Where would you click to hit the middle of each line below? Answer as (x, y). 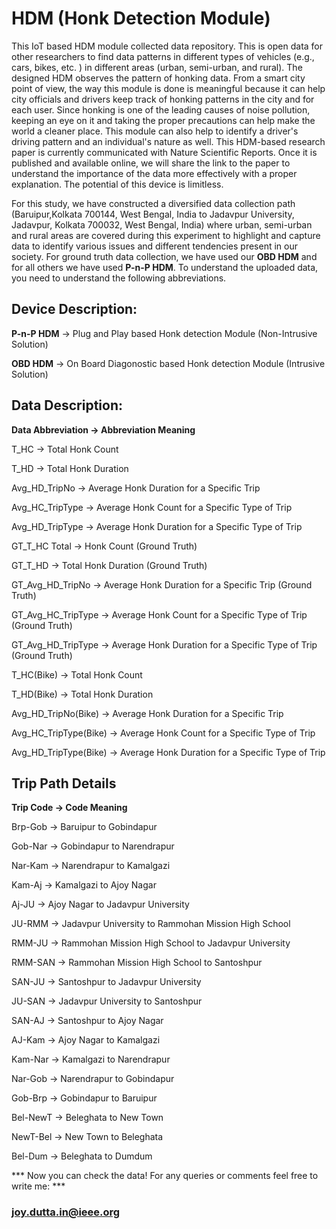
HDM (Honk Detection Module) (141, 18)
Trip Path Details (64, 783)
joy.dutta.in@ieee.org (66, 1212)
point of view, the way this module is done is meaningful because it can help (168, 88)
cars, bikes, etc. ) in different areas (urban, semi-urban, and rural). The (157, 67)
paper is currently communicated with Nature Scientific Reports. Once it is (164, 152)
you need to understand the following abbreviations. (119, 278)
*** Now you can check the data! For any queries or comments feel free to (165, 1176)
